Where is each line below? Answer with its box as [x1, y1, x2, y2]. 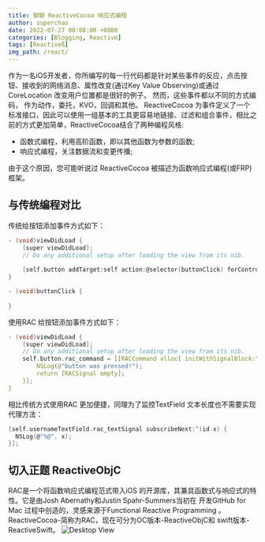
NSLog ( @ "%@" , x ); [15, 432, 73, 440]
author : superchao [8, 19, 69, 27]
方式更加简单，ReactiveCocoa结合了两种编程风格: [21, 120, 184, 129]
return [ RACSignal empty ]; [36, 369, 125, 378]
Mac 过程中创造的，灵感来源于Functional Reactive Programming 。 [8, 506, 226, 515]
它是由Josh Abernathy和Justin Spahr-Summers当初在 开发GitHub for [21, 496, 246, 505]
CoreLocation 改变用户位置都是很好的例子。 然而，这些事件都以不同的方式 [8, 91, 250, 99]
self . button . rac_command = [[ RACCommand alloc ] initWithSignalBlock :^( [22, 355, 263, 363]
